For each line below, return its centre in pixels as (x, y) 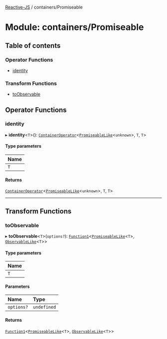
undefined (44, 307)
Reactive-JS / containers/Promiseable (44, 7)
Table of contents (33, 45)
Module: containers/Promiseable (75, 27)
